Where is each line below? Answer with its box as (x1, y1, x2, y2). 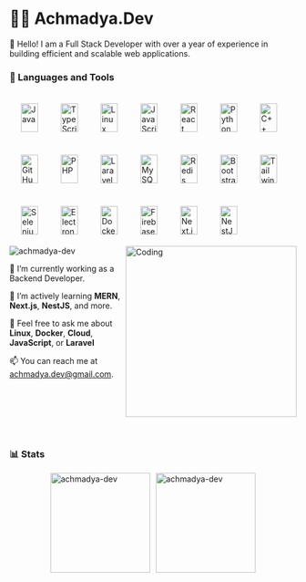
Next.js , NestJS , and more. (9, 300, 113, 311)
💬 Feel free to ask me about (9, 318, 113, 329)
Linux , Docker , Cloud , (9, 327, 94, 338)
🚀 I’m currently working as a (9, 264, 115, 275)
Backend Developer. (9, 273, 86, 284)
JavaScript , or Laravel (9, 338, 95, 348)
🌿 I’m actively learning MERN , (9, 291, 121, 302)
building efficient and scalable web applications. (9, 47, 191, 58)
